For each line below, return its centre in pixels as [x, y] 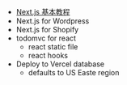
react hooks [48, 55]
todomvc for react [46, 38]
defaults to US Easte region [74, 72]
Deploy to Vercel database [60, 64]
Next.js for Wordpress [53, 21]
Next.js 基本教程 [43, 12]
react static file [53, 47]
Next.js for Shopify [47, 30]
